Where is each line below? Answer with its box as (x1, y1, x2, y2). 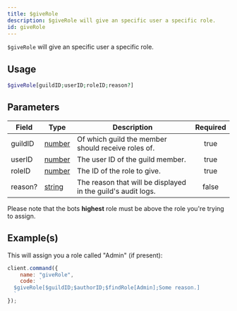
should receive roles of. (76, 142, 155, 152)
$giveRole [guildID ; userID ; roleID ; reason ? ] (7, 82, 134, 89)
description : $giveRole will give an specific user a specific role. (7, 17, 217, 24)
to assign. (7, 212, 36, 220)
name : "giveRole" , (20, 271, 74, 279)
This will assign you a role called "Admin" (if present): (7, 251, 163, 260)
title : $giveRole (7, 10, 59, 18)
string (44, 181, 63, 191)
